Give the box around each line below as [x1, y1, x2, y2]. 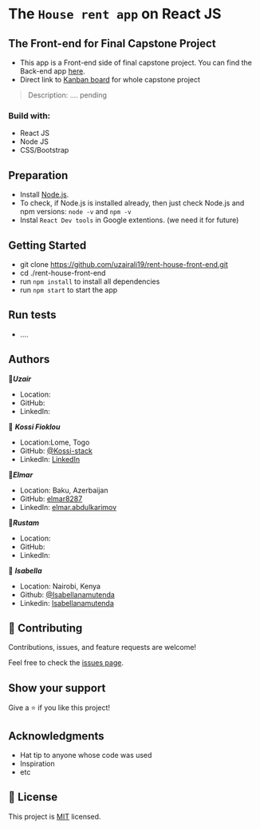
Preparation [8, 169, 69, 182]
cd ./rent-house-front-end [19, 268, 106, 277]
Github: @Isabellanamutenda [19, 589, 116, 600]
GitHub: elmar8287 [19, 493, 83, 504]
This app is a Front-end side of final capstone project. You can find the [19, 58, 253, 67]
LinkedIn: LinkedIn [19, 454, 81, 464]
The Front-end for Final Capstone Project [8, 37, 217, 50]
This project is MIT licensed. [8, 811, 101, 821]
